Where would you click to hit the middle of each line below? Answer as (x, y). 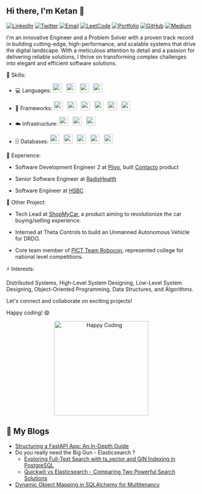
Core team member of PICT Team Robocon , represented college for (99, 250)
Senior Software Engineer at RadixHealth (65, 178)
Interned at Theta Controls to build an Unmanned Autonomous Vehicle (102, 232)
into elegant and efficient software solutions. (62, 63)
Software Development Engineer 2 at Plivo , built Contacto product (97, 167)
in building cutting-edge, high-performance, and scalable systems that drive (101, 44)
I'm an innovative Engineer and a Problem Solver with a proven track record (100, 37)
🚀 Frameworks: (34, 108)
